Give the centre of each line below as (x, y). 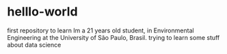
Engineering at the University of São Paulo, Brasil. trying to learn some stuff (113, 37)
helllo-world (42, 12)
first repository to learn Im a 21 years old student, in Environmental (101, 30)
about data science (34, 45)
